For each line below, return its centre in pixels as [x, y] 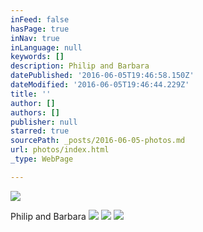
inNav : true [35, 38]
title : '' [31, 94]
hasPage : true [40, 29]
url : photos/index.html [60, 150]
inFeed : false [40, 19]
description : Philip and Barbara [80, 66]
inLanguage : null [46, 47]
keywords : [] [37, 57]
